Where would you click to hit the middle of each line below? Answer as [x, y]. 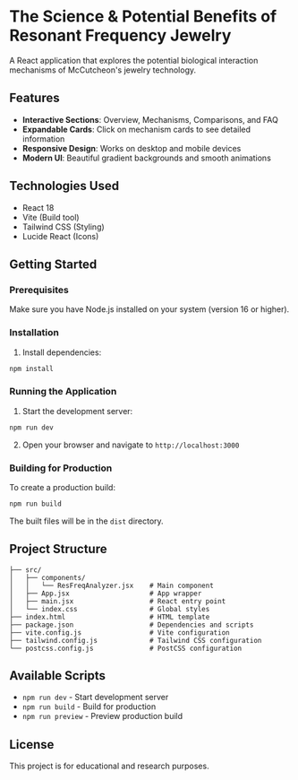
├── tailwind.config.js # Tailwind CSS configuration [136, 640]
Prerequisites [39, 290]
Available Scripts [57, 676]
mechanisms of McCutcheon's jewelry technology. [103, 70]
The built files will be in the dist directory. [86, 521]
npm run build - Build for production [89, 706]
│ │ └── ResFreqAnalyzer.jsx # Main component [112, 585]
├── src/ [26, 570]
